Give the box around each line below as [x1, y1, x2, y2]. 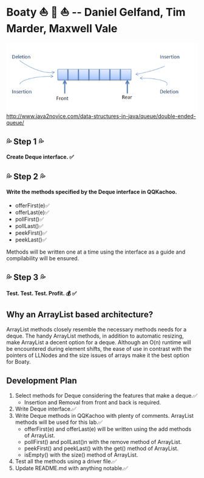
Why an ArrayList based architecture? [6, 310, 154, 320]
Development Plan [6, 376, 77, 386]
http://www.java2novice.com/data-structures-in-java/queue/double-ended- [6, 113, 196, 120]
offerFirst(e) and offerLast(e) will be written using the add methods [24, 425, 192, 432]
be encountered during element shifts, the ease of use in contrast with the [6, 345, 192, 352]
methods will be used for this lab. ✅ [15, 418, 103, 426]
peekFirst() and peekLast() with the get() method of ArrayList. [24, 445, 179, 452]
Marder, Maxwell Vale [6, 22, 118, 36]
